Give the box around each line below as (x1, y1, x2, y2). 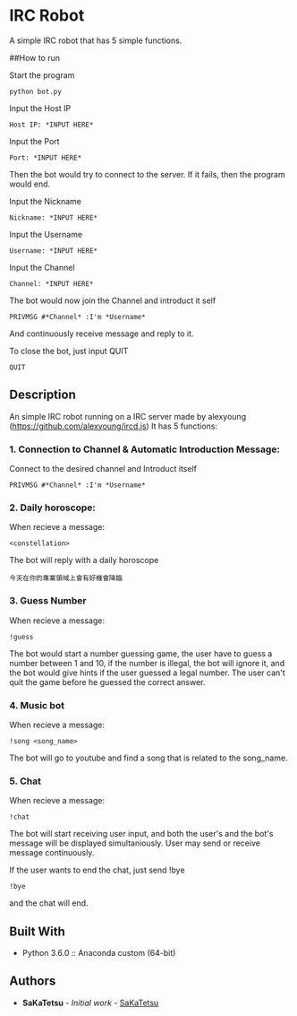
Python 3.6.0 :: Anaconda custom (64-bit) (21, 948, 176, 959)
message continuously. (9, 847, 95, 858)
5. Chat (9, 775, 42, 787)
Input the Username (9, 229, 83, 239)
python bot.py (9, 87, 63, 96)
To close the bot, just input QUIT (9, 345, 129, 356)
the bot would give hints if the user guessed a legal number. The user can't (9, 667, 286, 678)
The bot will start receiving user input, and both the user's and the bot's (9, 829, 275, 839)
